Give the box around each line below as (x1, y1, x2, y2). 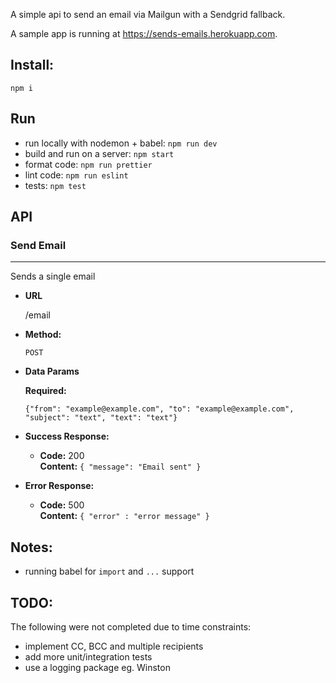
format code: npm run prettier (24, 158, 153, 170)
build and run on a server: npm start (24, 147, 175, 159)
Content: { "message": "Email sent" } (39, 460, 202, 473)
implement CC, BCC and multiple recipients (24, 640, 204, 652)
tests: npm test (24, 179, 87, 191)
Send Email (10, 238, 67, 252)
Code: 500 (39, 499, 85, 511)
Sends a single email (10, 270, 96, 283)
